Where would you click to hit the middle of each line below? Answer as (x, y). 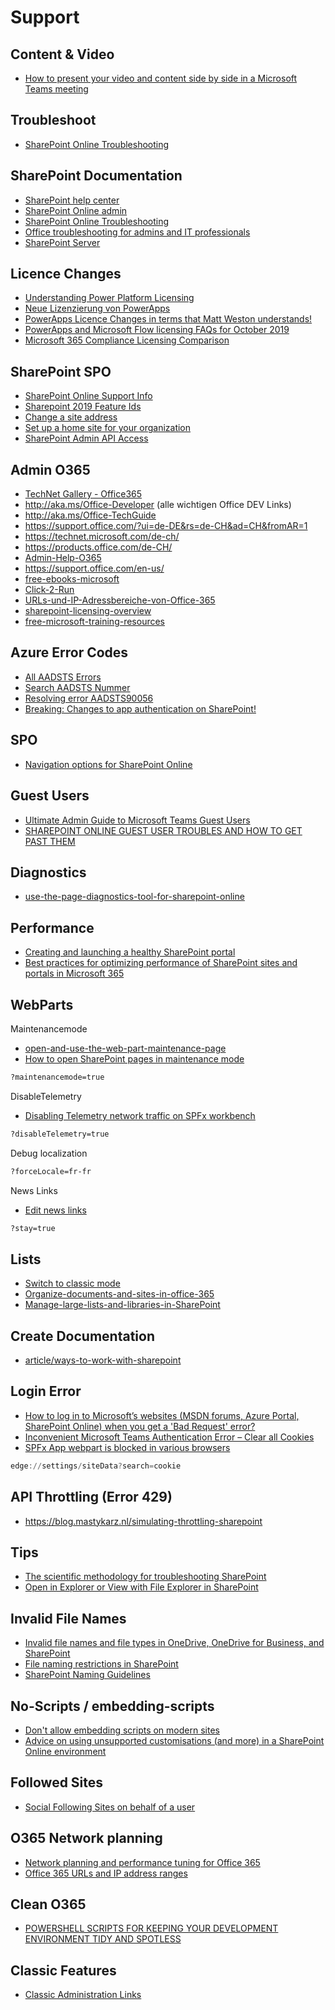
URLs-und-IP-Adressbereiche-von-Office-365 (120, 600)
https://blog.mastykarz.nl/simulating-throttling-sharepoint (143, 1521)
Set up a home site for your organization (108, 428)
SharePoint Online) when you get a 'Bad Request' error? (140, 1426)
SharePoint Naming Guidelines (87, 1675)
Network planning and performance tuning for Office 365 (142, 1862)
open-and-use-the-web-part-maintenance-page (125, 1048)
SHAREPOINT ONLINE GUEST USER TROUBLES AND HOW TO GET (163, 830)
